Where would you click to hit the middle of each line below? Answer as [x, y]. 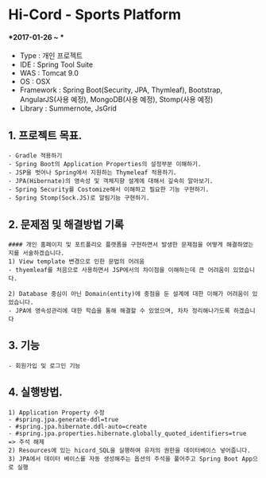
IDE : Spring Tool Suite [56, 64]
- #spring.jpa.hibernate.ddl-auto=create [78, 426]
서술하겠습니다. [44, 253]
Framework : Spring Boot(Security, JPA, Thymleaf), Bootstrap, [121, 90]
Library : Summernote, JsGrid [68, 108]
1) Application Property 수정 [56, 412]
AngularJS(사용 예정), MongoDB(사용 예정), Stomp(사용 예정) [116, 99]
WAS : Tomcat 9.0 [49, 73]
